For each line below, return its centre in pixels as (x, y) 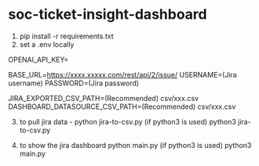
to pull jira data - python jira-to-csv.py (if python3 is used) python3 (128, 121)
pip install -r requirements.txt (66, 36)
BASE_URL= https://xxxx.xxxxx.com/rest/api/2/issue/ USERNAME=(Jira (122, 74)
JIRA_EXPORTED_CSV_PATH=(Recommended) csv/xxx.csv (103, 98)
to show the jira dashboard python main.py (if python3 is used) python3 (135, 145)
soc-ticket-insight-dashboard (108, 14)
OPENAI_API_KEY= (38, 60)
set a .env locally (47, 44)
